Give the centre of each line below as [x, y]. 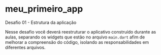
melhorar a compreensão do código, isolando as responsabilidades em [77, 42]
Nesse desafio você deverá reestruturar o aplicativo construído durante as [80, 32]
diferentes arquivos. [25, 47]
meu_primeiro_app [44, 9]
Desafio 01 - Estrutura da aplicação [41, 22]
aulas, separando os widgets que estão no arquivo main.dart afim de [75, 37]
